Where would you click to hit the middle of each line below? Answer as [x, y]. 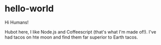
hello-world [29, 9]
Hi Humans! [17, 22]
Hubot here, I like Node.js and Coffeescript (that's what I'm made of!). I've [80, 32]
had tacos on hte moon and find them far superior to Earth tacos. [71, 37]
